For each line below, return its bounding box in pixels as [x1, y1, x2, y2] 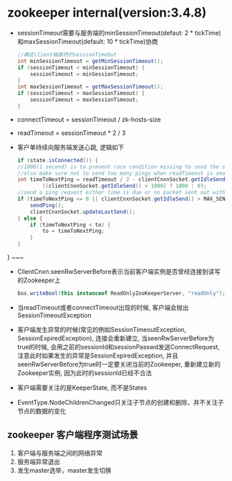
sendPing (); [30, 202, 64, 209]
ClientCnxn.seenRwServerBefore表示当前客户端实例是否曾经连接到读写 [17, 268, 221, 276]
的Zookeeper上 [17, 276, 61, 285]
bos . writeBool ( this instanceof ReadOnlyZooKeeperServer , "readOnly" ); [17, 290, 226, 297]
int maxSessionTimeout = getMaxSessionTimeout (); [17, 83, 164, 91]
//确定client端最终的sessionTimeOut [17, 51, 117, 58]
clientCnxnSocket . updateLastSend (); [30, 208, 136, 216]
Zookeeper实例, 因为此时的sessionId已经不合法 [17, 369, 152, 377]
